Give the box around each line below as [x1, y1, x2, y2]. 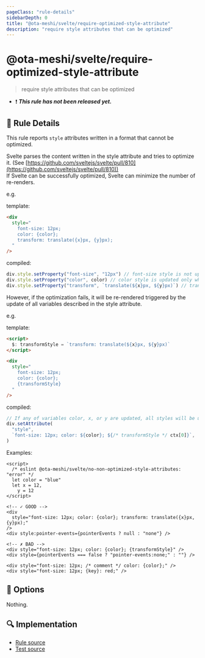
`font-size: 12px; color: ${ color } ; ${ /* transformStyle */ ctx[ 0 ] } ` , [12, 432, 195, 438]
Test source [15, 645, 46, 652]
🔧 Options [6, 585, 45, 595]
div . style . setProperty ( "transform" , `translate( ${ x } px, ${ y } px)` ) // [6, 282, 187, 288]
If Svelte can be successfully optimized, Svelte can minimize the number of [6, 172, 196, 179]
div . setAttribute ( [6, 421, 53, 427]
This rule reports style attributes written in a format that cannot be [6, 134, 174, 141]
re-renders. [6, 179, 35, 185]
